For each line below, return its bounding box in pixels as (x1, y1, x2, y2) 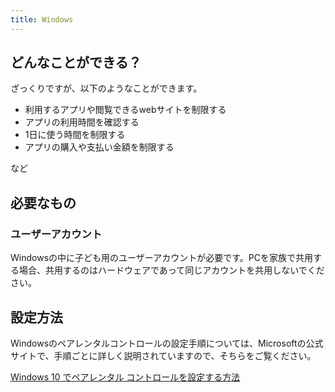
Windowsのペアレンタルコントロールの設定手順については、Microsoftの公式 (10, 337, 324, 349)
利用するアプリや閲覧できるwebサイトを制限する (24, 104, 227, 116)
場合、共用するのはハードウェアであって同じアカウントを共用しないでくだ (18, 264, 325, 276)
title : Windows (10, 14, 74, 25)
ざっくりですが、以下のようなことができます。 (10, 82, 203, 95)
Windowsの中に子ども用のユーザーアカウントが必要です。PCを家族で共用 (10, 252, 313, 264)
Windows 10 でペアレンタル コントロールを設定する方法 (10, 371, 241, 383)
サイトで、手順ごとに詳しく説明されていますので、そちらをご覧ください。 (10, 349, 317, 361)
